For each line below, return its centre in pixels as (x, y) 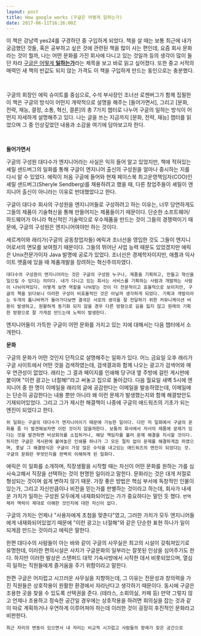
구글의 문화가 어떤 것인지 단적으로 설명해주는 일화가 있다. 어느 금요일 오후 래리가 (100, 358)
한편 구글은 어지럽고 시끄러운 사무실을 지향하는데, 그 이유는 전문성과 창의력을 (96, 578)
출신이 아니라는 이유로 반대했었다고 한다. (69, 192)
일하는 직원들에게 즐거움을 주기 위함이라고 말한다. (70, 565)
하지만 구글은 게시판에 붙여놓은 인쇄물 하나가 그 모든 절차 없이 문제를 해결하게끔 (93, 442)
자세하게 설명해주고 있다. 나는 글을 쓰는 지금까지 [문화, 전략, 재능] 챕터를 (101, 117)
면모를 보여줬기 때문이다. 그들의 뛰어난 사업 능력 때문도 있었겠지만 (103, 247)
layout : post (22, 12)
